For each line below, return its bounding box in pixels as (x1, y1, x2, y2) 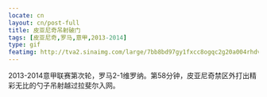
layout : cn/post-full (8, 19, 80, 27)
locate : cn (8, 11, 44, 20)
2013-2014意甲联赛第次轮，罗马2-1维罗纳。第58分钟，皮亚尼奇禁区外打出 (8, 71, 250, 80)
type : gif (8, 41, 41, 49)
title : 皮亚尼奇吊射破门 (8, 26, 81, 34)
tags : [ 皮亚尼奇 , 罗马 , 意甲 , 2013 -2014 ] (8, 33, 127, 42)
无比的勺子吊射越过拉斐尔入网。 (14, 80, 120, 90)
